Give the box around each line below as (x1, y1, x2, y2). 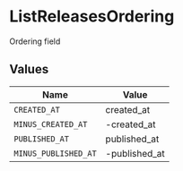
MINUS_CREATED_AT (13, 119, 88, 129)
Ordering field (9, 36, 61, 47)
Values (9, 62, 49, 77)
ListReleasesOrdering (9, 6, 175, 27)
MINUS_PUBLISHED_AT (13, 148, 97, 158)
